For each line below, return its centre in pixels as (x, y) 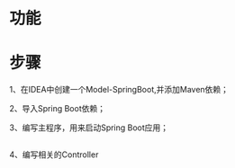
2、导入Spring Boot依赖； (58, 109)
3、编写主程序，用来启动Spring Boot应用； (89, 128)
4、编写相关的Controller (54, 155)
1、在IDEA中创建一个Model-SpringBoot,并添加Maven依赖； (119, 90)
